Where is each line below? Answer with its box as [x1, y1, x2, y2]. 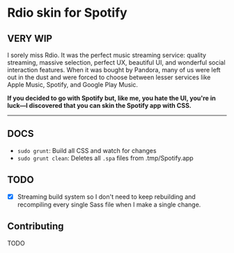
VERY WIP [7, 33, 53, 44]
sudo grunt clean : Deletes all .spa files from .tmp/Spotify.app [17, 154, 194, 162]
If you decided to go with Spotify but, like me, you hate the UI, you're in [7, 94, 216, 102]
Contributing [7, 220, 64, 232]
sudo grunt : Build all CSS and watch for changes [17, 146, 157, 154]
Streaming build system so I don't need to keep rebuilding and [17, 193, 196, 201]
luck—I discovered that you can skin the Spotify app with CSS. [7, 101, 192, 109]
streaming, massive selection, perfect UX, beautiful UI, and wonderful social [7, 58, 226, 67]
